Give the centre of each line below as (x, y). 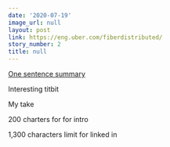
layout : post (29, 30)
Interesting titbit (34, 89)
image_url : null (34, 23)
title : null (27, 52)
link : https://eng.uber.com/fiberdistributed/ (85, 37)
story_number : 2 (34, 45)
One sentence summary (47, 74)
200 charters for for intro (48, 119)
